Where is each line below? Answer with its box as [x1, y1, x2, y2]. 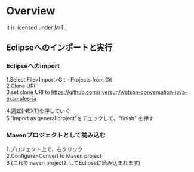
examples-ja [6, 95, 37, 102]
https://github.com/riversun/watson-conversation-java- [51, 88, 188, 96]
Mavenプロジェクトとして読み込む [6, 131, 106, 139]
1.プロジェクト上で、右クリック [6, 145, 84, 152]
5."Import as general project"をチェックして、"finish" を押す [6, 114, 154, 121]
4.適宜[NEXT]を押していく [6, 107, 70, 114]
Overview [6, 4, 56, 18]
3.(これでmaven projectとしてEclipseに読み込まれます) [6, 159, 141, 166]
